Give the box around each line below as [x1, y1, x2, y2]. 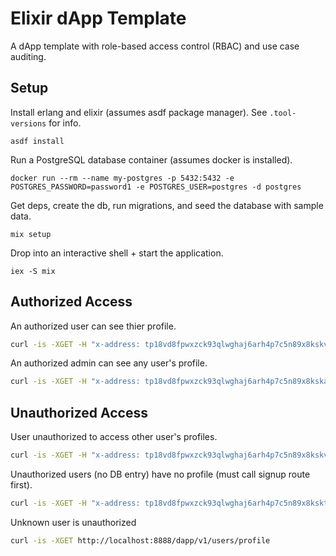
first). [10, 479, 33, 491]
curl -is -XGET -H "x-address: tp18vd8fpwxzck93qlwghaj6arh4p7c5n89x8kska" [10, 377, 333, 387]
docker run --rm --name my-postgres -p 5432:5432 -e [10, 173, 235, 183]
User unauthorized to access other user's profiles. [10, 431, 218, 443]
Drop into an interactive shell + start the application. [10, 247, 224, 259]
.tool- [269, 108, 297, 118]
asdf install [10, 136, 65, 146]
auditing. [10, 50, 47, 62]
